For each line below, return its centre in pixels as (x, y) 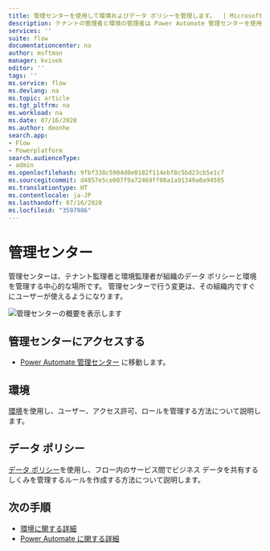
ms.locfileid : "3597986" (50, 210)
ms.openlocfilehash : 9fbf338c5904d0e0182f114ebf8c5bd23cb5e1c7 (117, 173)
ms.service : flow (37, 83)
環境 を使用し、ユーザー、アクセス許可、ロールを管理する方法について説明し (135, 410)
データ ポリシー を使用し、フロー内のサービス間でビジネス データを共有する (133, 469)
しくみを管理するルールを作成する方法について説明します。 (106, 479)
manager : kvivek (35, 61)
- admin (21, 166)
